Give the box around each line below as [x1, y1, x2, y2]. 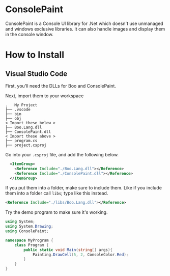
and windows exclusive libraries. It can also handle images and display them [5, 25, 165, 32]
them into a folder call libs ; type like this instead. [5, 190, 108, 197]
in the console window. [5, 31, 53, 37]
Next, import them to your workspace [5, 93, 84, 99]
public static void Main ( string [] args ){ [23, 247, 113, 253]
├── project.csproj [5, 143, 47, 148]
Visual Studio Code [5, 69, 68, 78]
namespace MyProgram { [5, 238, 53, 243]
